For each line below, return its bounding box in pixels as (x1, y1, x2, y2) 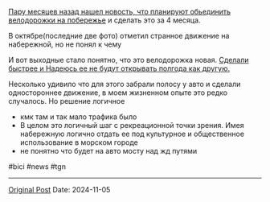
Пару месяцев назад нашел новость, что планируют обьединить (8, 7, 231, 16)
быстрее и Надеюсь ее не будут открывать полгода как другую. (8, 64, 231, 73)
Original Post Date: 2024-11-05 (8, 185, 111, 194)
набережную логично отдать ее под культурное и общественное (19, 129, 245, 138)
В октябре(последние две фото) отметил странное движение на (8, 31, 230, 40)
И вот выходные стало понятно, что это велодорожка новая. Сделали (8, 56, 249, 64)
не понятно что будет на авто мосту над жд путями (19, 146, 198, 155)
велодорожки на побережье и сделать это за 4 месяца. (8, 15, 201, 25)
